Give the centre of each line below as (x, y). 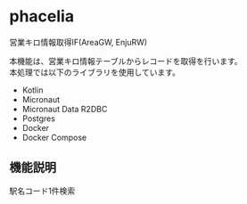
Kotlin (33, 90)
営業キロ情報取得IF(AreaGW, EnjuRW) (78, 42)
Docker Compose (54, 137)
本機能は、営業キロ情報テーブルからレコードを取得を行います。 (126, 61)
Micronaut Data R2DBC (65, 109)
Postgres (39, 118)
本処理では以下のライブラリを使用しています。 (95, 72)
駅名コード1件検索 (42, 191)
